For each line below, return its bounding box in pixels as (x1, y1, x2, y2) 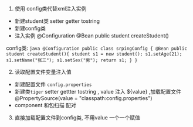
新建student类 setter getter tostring (14, 18, 100, 25)
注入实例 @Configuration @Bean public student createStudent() (14, 32, 169, 39)
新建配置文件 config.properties (14, 81, 92, 88)
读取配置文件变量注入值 (14, 68, 72, 75)
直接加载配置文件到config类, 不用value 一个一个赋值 (14, 114, 141, 121)
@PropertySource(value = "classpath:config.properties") (14, 95, 153, 101)
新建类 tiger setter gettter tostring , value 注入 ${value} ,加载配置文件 (14, 88, 182, 95)
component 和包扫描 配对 (14, 102, 76, 108)
